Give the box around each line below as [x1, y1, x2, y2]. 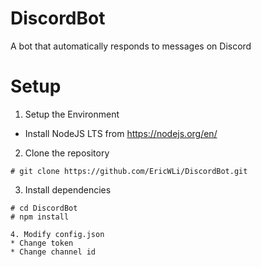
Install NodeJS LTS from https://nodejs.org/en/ [24, 127, 218, 139]
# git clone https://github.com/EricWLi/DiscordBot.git [10, 166, 248, 176]
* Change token [10, 238, 74, 248]
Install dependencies [24, 183, 112, 196]
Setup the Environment [24, 108, 120, 120]
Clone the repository [24, 147, 110, 159]
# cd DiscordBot [10, 203, 78, 213]
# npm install [10, 212, 70, 222]
